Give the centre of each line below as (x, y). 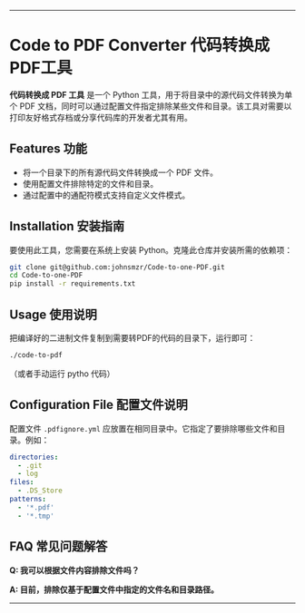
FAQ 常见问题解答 (59, 546)
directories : (34, 457)
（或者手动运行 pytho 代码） (62, 374)
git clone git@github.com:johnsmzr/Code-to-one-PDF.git (117, 267)
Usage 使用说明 (54, 314)
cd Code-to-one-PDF (46, 276)
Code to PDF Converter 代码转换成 (140, 45)
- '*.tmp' (36, 516)
